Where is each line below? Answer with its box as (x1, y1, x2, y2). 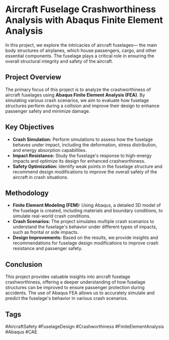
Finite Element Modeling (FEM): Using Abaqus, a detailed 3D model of (12, 202, 161, 208)
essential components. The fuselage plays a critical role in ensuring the (5, 52, 154, 59)
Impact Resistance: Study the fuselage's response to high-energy (12, 152, 152, 159)
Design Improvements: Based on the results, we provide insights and (12, 235, 158, 241)
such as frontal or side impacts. (12, 229, 79, 235)
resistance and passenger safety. (12, 245, 83, 252)
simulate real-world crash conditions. (12, 213, 91, 219)
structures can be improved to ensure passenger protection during (5, 285, 145, 291)
